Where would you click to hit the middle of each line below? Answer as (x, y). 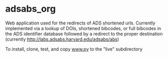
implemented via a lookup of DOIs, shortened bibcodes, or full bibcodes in (83, 28)
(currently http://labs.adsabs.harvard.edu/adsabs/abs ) (62, 39)
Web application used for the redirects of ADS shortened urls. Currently (80, 23)
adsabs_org (31, 9)
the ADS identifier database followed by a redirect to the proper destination (84, 34)
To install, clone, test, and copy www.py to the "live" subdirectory (74, 49)
